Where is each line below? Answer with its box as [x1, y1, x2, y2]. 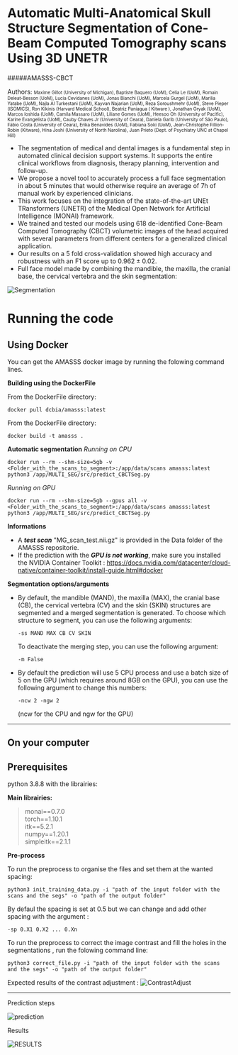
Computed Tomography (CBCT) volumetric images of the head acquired [17, 226, 229, 235]
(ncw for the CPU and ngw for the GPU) [17, 709, 134, 718]
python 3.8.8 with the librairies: [7, 780, 98, 788]
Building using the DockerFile [7, 378, 96, 387]
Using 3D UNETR [7, 50, 108, 67]
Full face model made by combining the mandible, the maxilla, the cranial [17, 264, 231, 272]
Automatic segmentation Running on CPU [7, 445, 132, 453]
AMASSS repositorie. [17, 543, 79, 551]
